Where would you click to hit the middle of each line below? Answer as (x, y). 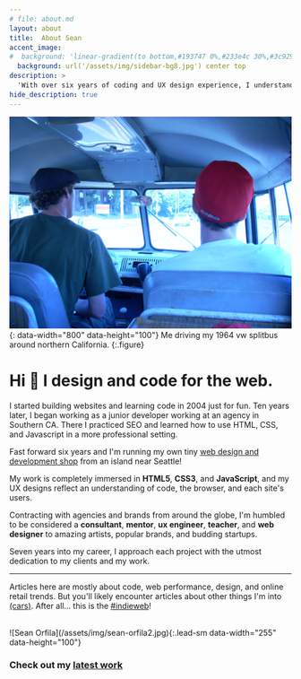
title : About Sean (46, 38)
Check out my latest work (66, 666)
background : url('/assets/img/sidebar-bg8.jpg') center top (132, 66)
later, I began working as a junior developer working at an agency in (134, 415)
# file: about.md (42, 19)
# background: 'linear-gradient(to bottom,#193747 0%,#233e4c (130, 57)
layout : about (36, 28)
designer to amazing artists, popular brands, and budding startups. (133, 534)
